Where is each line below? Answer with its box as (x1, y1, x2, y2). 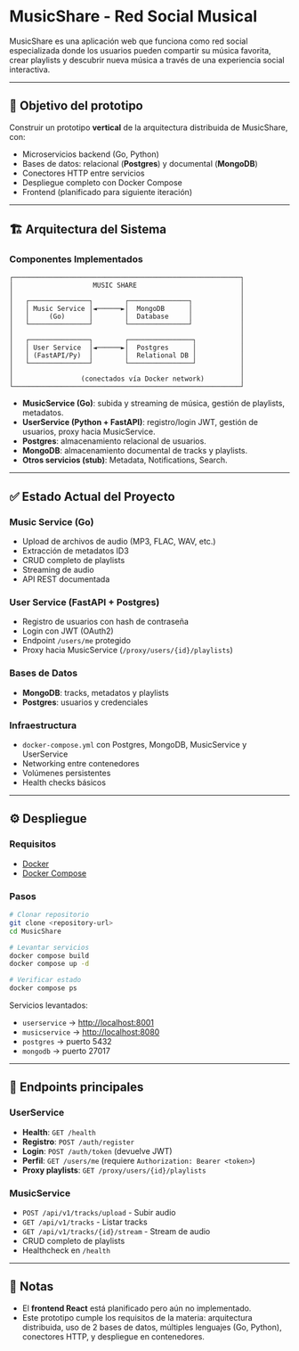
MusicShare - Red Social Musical (9, 6, 258, 27)
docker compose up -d (9, 960, 90, 969)
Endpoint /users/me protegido (21, 635, 132, 646)
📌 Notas (9, 1279, 54, 1294)
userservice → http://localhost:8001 (21, 1018, 154, 1028)
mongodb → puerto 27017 (21, 1045, 111, 1056)
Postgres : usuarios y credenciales (21, 697, 149, 708)
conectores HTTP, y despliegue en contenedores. (21, 1331, 205, 1342)
